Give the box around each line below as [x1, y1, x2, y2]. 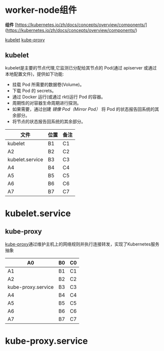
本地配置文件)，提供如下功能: [5, 71, 64, 77]
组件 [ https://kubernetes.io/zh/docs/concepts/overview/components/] [5, 22, 147, 28]
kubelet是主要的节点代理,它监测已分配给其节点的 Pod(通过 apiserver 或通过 [5, 65, 157, 70]
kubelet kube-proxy [5, 36, 45, 42]
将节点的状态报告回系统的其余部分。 [12, 118, 86, 124]
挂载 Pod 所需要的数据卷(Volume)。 [12, 81, 84, 87]
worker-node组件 [5, 4, 77, 16]
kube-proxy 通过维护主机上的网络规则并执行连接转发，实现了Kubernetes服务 [5, 241, 160, 247]
